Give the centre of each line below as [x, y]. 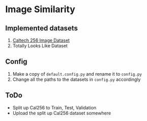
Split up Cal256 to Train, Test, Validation [54, 107]
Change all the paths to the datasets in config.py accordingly [77, 79]
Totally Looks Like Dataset [40, 46]
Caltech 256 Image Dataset [41, 40]
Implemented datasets [42, 28]
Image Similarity [40, 9]
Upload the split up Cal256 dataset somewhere [62, 113]
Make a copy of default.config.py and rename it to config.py [77, 74]
